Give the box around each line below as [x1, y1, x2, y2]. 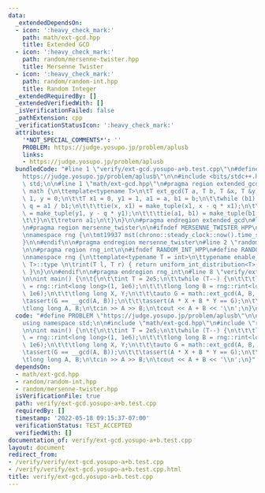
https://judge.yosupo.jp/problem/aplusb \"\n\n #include [22, 172, 207, 181]
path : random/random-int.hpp [22, 77, 118, 85]
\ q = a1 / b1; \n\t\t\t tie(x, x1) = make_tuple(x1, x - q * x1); [22, 202, 242, 209]
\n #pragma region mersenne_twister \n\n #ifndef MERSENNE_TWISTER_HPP [22, 224, 252, 232]
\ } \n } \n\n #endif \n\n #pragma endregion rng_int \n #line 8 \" [22, 268, 224, 276]
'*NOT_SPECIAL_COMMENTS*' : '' [22, 135, 122, 144]
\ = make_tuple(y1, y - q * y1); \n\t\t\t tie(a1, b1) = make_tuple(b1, [22, 209, 259, 217]
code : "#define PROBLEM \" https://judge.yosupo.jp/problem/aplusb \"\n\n [15, 312, 259, 320]
